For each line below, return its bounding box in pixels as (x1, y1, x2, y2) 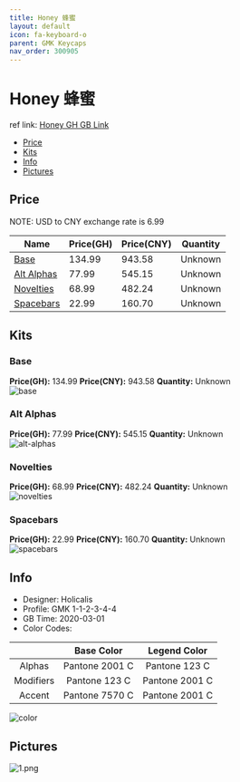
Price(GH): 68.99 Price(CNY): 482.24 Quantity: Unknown (9, 481, 228, 492)
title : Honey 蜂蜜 (9, 13, 76, 23)
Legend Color (148, 644, 208, 657)
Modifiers (14, 674, 55, 687)
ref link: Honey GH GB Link (9, 120, 110, 130)
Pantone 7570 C (62, 690, 134, 702)
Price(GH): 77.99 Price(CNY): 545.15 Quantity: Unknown (9, 428, 224, 439)
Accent (18, 690, 50, 702)
